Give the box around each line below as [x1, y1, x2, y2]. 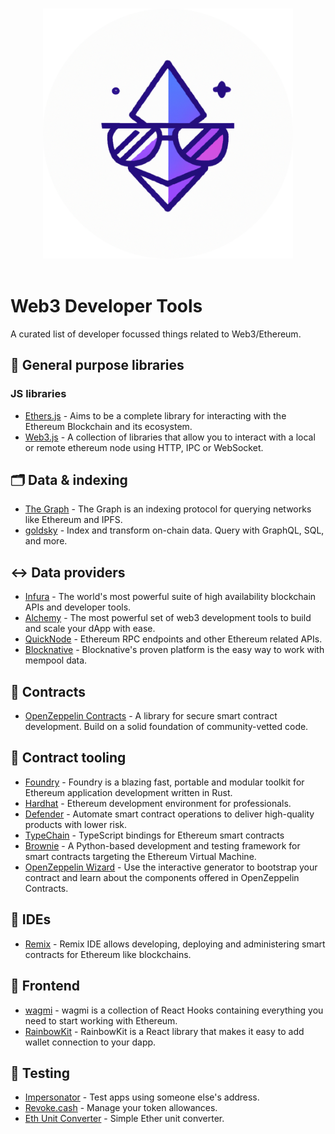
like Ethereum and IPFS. [24, 514, 123, 526]
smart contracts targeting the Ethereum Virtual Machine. [24, 850, 257, 862]
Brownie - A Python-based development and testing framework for [24, 839, 301, 852]
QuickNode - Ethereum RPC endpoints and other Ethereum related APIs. [24, 633, 323, 645]
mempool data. [24, 654, 88, 667]
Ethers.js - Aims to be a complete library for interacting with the [24, 409, 287, 422]
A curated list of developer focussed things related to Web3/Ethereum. [10, 328, 302, 340]
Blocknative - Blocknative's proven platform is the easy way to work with [24, 644, 325, 656]
